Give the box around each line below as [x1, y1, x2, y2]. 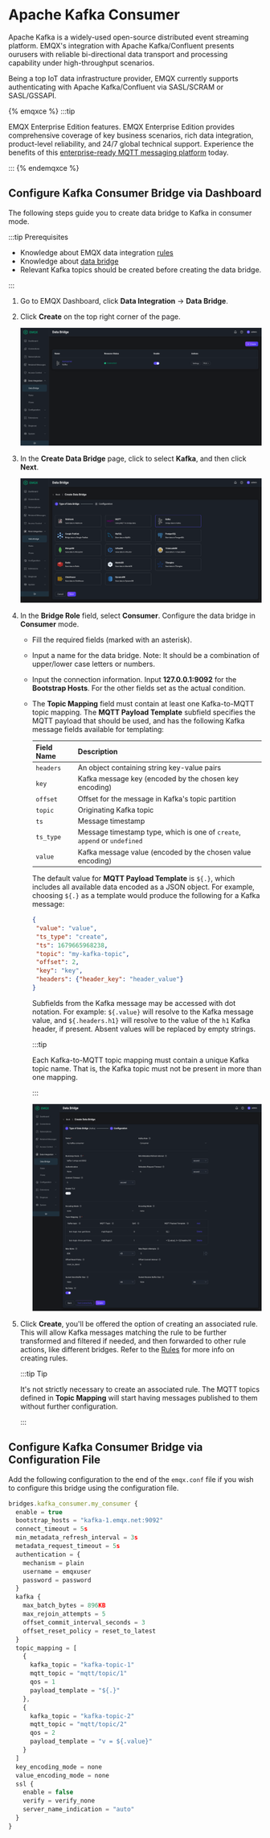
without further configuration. [19, 1401, 118, 1411]
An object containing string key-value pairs [77, 763, 222, 772]
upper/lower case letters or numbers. [31, 659, 155, 669]
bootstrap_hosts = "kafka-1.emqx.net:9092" [15, 1517, 163, 1525]
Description [77, 747, 118, 756]
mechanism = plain [22, 1559, 84, 1567]
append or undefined [77, 836, 143, 846]
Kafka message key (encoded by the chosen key [77, 774, 239, 784]
